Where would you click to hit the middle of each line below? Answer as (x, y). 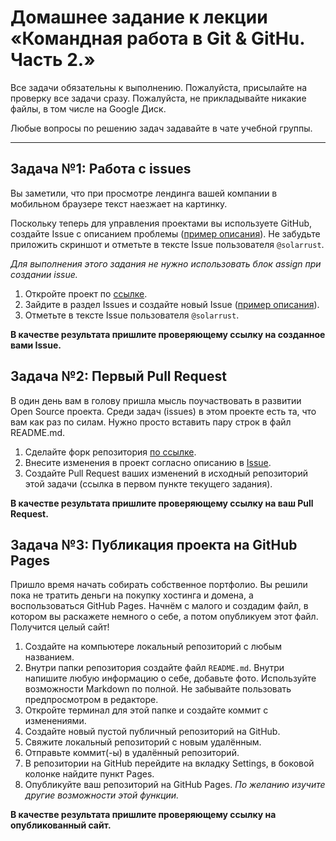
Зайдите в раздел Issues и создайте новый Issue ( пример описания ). (172, 304)
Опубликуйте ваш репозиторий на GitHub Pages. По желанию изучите (175, 785)
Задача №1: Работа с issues (101, 169)
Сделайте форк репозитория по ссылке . (110, 452)
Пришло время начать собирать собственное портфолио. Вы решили (159, 585)
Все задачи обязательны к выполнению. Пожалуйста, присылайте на (159, 87)
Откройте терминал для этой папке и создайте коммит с (146, 710)
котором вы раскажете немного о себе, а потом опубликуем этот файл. (164, 617)
